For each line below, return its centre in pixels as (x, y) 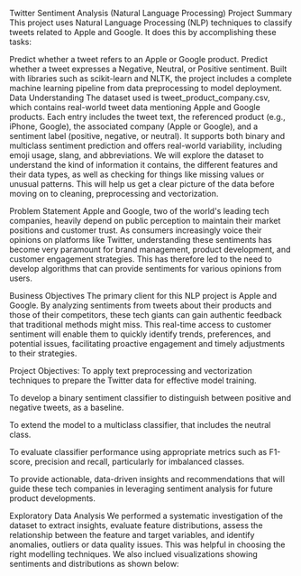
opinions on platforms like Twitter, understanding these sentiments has (141, 240)
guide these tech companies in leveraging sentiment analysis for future (141, 488)
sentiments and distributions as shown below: (94, 564)
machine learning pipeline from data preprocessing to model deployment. (146, 88)
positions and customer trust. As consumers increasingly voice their (136, 230)
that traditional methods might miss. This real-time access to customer (141, 325)
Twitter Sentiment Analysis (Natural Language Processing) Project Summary (151, 13)
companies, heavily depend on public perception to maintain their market (145, 221)
